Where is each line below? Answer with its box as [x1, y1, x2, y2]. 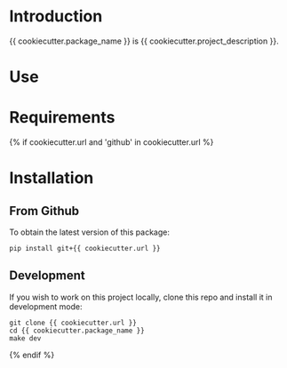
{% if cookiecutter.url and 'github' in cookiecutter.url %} [9, 137, 214, 148]
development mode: [9, 300, 83, 312]
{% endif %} [9, 349, 55, 360]
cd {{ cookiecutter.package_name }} [9, 326, 145, 335]
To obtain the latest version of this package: [9, 227, 171, 237]
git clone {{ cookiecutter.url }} [9, 318, 138, 327]
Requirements [9, 108, 116, 128]
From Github [9, 203, 80, 219]
